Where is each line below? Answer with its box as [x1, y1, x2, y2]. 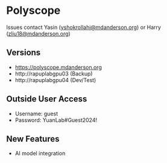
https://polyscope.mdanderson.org [14, 63, 102, 71]
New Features [6, 133, 60, 144]
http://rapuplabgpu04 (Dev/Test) [14, 76, 96, 83]
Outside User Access [6, 94, 87, 104]
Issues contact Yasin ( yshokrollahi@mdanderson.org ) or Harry [6, 24, 162, 31]
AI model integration [14, 150, 66, 157]
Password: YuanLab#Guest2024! [14, 116, 98, 124]
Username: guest [14, 110, 58, 117]
